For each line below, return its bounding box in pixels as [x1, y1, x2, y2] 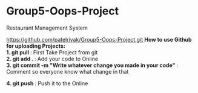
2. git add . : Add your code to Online [6, 55, 99, 62]
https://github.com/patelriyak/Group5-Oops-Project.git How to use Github [6, 36, 192, 43]
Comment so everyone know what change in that [6, 68, 129, 75]
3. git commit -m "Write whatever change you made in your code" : [6, 62, 179, 69]
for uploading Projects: [6, 42, 65, 50]
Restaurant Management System [6, 24, 88, 31]
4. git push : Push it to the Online [6, 80, 88, 87]
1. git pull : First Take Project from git [6, 48, 98, 56]
